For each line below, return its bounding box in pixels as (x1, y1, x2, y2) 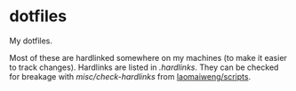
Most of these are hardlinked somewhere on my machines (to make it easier (9, 52, 287, 63)
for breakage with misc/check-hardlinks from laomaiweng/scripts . (9, 71, 252, 81)
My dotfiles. (9, 35, 53, 46)
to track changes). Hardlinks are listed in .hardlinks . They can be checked (9, 62, 279, 72)
